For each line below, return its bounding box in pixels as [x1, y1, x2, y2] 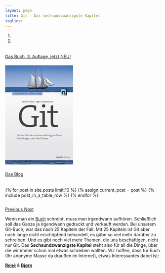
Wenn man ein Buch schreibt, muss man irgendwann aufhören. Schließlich [5, 216, 157, 222]
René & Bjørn [5, 263, 33, 269]
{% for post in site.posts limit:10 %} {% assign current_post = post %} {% [5, 187, 155, 193]
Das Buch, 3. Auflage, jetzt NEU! [5, 54, 71, 59]
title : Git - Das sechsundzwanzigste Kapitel [5, 13, 100, 18]
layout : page [5, 8, 32, 13]
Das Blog [5, 171, 24, 177]
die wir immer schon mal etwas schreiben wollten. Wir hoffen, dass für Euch [5, 248, 161, 254]
